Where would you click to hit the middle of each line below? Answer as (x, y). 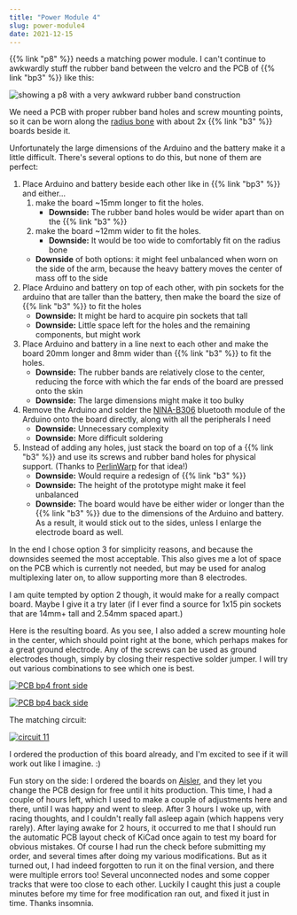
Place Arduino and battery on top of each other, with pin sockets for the (153, 288)
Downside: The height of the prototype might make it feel (141, 485)
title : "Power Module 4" (55, 17)
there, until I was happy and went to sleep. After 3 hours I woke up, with (141, 809)
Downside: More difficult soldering (99, 438)
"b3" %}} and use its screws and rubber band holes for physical (139, 457)
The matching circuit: (48, 720)
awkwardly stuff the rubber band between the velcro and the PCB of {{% (142, 68)
